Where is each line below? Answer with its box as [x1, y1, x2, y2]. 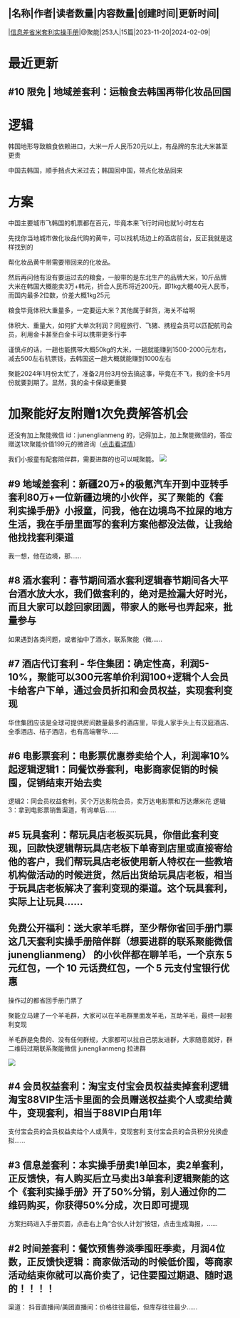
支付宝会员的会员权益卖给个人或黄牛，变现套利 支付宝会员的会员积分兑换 [8, 1127, 222, 1136]
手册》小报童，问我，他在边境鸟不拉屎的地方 [36, 504, 233, 516]
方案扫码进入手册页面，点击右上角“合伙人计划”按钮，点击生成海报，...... [8, 1220, 218, 1228]
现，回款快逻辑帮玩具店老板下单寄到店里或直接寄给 [8, 842, 233, 854]
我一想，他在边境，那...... [8, 552, 82, 561]
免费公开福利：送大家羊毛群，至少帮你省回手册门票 [8, 922, 233, 934]
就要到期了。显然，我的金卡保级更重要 [14, 378, 127, 387]
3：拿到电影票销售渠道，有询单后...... [8, 806, 117, 814]
